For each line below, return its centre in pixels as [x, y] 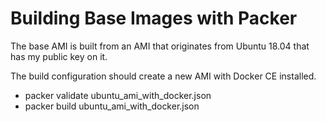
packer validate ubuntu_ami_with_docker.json [118, 95]
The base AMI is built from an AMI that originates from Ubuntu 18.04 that [160, 46]
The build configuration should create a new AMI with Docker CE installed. [163, 76]
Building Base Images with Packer [154, 18]
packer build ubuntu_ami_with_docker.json [112, 106]
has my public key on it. [59, 56]
